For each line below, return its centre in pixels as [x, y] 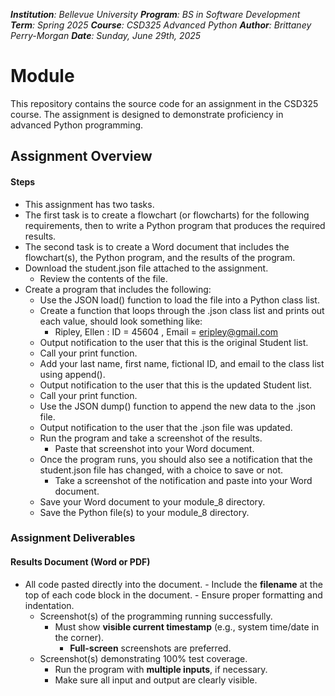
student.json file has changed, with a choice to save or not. [161, 470]
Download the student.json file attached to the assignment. [146, 268]
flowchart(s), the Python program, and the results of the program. [160, 257]
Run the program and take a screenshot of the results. [151, 438]
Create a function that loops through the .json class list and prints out [182, 310]
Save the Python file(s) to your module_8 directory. [144, 512]
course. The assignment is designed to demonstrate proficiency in [147, 114]
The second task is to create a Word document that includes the [157, 246]
